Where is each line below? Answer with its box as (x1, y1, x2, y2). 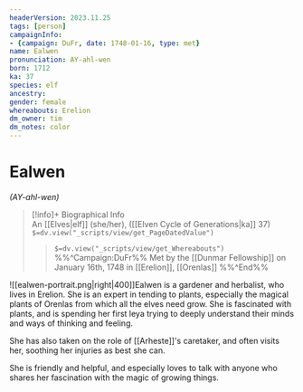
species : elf (9, 81, 59, 90)
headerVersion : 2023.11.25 (9, 13, 111, 23)
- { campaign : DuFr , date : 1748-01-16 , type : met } (9, 38, 201, 48)
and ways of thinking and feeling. (9, 318, 134, 329)
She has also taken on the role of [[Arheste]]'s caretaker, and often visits (9, 335, 280, 346)
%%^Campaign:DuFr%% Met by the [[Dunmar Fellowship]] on (53, 252, 287, 263)
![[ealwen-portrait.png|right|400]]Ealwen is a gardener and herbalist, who (9, 279, 285, 290)
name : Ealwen (9, 47, 59, 56)
